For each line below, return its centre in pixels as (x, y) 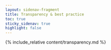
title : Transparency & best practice (45, 14)
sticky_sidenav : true (28, 24)
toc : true (16, 19)
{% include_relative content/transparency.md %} (56, 42)
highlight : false (23, 28)
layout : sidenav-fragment (32, 10)
